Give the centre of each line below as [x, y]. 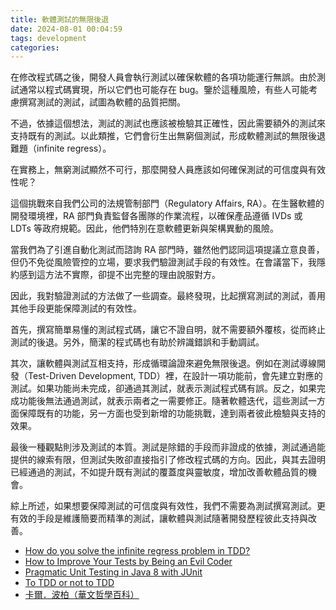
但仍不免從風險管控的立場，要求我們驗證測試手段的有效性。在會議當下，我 [163, 262]
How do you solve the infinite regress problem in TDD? [137, 551]
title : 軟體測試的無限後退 [60, 19]
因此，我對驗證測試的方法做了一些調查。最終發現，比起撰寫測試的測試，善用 [168, 296]
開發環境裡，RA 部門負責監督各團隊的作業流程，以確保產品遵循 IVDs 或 [156, 216]
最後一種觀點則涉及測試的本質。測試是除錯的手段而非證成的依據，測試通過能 [168, 447]
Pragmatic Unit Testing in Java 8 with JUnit [113, 572]
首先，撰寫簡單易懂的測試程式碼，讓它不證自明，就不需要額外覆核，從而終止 [168, 330]
